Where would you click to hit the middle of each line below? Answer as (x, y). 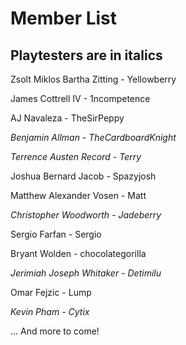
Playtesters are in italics (86, 55)
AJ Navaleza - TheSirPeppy (67, 118)
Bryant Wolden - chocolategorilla (78, 253)
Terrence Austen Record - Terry (76, 156)
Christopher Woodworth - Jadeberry (86, 215)
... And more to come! (55, 331)
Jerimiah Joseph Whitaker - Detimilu (86, 273)
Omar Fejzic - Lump (51, 292)
